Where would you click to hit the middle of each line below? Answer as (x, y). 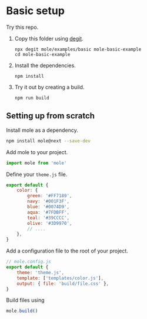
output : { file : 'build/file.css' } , (63, 284)
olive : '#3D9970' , (50, 223)
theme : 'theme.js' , (41, 273)
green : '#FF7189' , (50, 196)
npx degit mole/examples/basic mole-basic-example (78, 49)
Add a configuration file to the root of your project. (67, 251)
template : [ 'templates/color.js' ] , (60, 278)
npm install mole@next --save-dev (49, 141)
